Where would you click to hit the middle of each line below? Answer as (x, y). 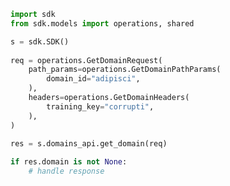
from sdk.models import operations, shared (102, 23)
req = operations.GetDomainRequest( (86, 60)
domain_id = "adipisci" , (93, 79)
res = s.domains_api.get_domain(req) (89, 144)
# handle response (66, 171)
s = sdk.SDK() (40, 41)
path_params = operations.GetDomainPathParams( (125, 70)
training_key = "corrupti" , (100, 106)
